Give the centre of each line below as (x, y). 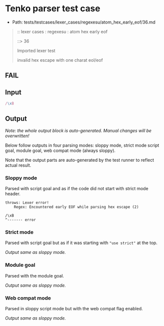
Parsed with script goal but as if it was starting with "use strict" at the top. (81, 243)
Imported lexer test (36, 50)
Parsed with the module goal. (35, 276)
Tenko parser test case (53, 9)
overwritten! (17, 136)
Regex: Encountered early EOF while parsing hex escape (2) (76, 207)
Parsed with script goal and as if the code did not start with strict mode (77, 189)
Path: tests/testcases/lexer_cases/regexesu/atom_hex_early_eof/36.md (84, 22)
